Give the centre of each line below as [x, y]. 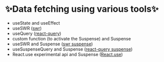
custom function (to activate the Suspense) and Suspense [72, 38]
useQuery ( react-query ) [37, 33]
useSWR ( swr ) [27, 28]
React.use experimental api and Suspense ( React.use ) [67, 54]
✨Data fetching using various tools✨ [82, 9]
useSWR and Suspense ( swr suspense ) [53, 44]
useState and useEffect [36, 23]
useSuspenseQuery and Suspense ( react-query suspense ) [72, 49]
